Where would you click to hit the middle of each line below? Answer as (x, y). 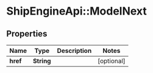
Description (74, 51)
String (42, 61)
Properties (27, 34)
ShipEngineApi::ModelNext (77, 11)
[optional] (112, 61)
